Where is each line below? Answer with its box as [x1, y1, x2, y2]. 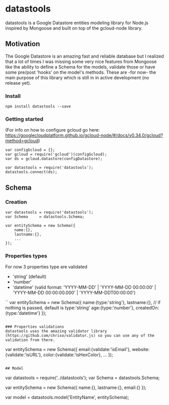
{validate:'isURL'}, [5, 352, 42, 358]
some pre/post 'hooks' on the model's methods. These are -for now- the [5, 69, 156, 75]
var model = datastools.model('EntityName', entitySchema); [5, 394, 130, 400]
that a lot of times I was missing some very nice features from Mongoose [5, 59, 157, 65]
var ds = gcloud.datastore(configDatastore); [5, 156, 102, 161]
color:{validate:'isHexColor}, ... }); [43, 352, 114, 358]
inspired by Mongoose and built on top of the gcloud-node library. [5, 25, 143, 31]
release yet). [5, 80, 31, 86]
